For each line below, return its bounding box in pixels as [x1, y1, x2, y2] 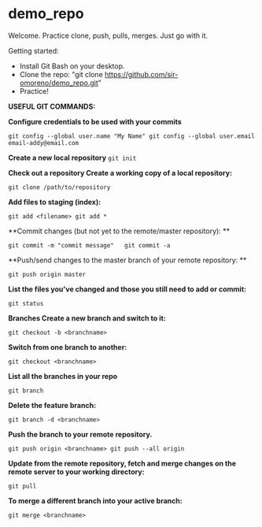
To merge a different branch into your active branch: [8, 495, 183, 505]
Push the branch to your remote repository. [8, 429, 153, 439]
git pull [8, 482, 37, 490]
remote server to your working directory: [8, 466, 145, 477]
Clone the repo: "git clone [19, 69, 104, 79]
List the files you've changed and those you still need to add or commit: [8, 284, 246, 294]
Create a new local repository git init [8, 153, 137, 162]
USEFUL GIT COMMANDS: [8, 102, 96, 111]
